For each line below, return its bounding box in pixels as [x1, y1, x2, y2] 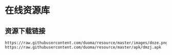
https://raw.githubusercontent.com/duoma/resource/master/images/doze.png [5, 40, 168, 45]
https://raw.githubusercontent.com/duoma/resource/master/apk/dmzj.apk [5, 45, 161, 50]
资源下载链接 [5, 26, 46, 35]
